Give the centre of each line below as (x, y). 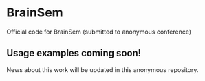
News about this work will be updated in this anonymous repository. (102, 69)
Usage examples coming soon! (74, 53)
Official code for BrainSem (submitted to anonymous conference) (99, 32)
